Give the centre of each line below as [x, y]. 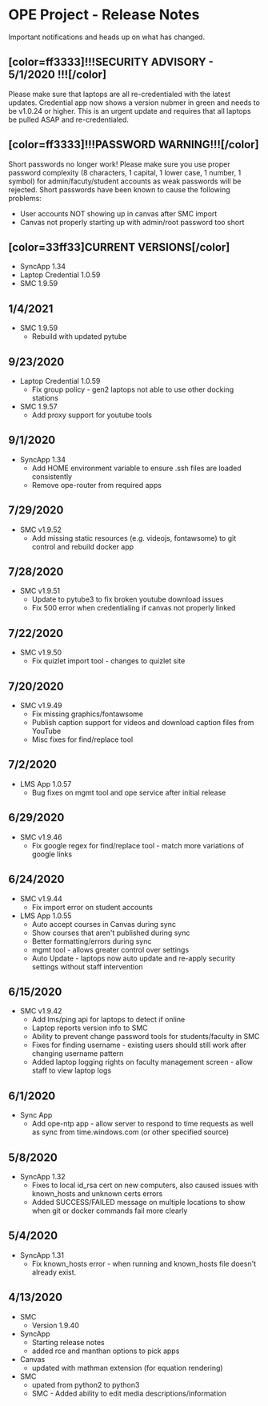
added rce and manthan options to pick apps [106, 1351]
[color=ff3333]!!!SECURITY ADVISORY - [111, 62]
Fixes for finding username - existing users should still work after [139, 1045]
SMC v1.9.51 [40, 591]
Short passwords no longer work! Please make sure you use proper [119, 164]
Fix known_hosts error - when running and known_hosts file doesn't [144, 1263]
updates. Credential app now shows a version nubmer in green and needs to [134, 103]
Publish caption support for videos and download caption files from [143, 723]
